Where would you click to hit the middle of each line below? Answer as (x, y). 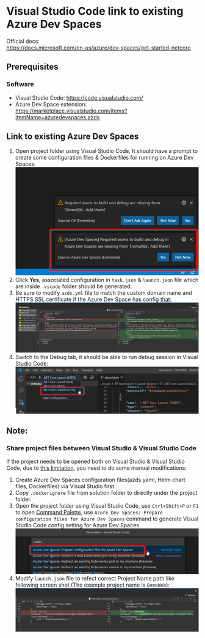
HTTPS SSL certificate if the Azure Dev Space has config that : (93, 299)
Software (20, 84)
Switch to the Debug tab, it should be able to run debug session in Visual (106, 357)
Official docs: (23, 41)
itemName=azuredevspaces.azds (57, 117)
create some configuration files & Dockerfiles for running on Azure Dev (104, 158)
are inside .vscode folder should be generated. (74, 286)
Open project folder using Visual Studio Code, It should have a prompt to (106, 151)
